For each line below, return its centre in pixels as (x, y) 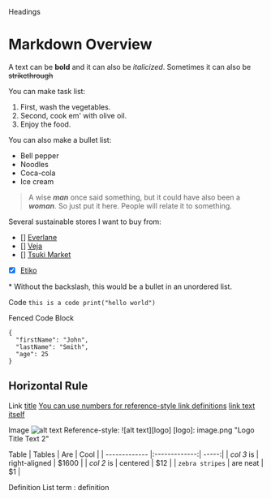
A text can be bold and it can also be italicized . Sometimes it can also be (130, 67)
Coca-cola (38, 173)
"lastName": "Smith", (52, 347)
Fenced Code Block (41, 318)
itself (17, 414)
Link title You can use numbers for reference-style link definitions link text (132, 406)
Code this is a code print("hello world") (82, 302)
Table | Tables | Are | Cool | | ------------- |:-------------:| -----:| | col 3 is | (134, 454)
